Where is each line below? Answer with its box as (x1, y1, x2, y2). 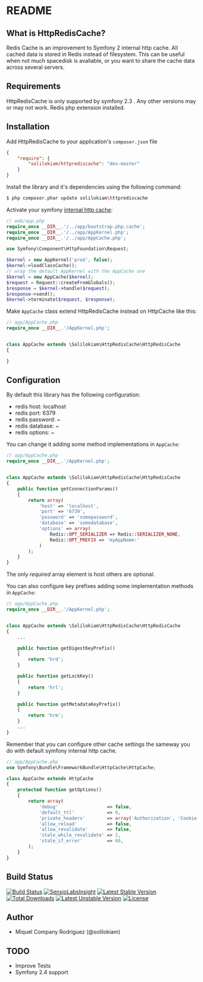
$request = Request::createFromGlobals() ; (6, 279, 115, 285)
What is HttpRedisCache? (6, 28, 106, 38)
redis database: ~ (15, 422, 60, 430)
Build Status (6, 872, 53, 882)
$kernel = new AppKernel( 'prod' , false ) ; (6, 257, 113, 263)
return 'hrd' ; (28, 656, 64, 662)
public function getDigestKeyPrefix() (17, 645, 115, 651)
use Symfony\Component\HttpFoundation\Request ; (6, 246, 129, 252)
